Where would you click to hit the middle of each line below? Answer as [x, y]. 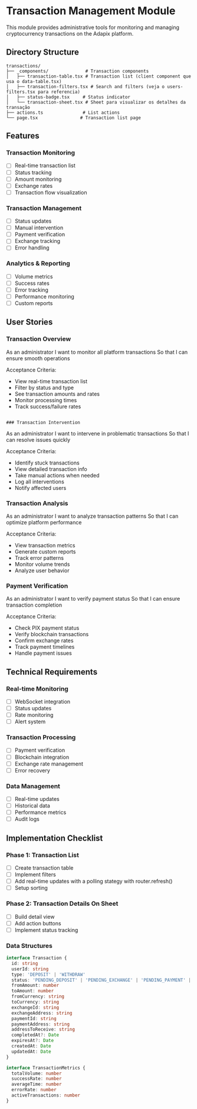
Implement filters [35, 874]
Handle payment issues [43, 653]
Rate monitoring [34, 715]
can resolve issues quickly [38, 440]
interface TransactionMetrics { [46, 1068]
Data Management [33, 786]
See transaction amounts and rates [57, 394]
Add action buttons [38, 923]
